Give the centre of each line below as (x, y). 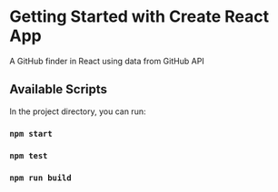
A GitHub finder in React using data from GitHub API (107, 61)
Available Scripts (58, 89)
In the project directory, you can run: (78, 111)
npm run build (40, 178)
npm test (29, 155)
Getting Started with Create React (139, 17)
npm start (31, 134)
